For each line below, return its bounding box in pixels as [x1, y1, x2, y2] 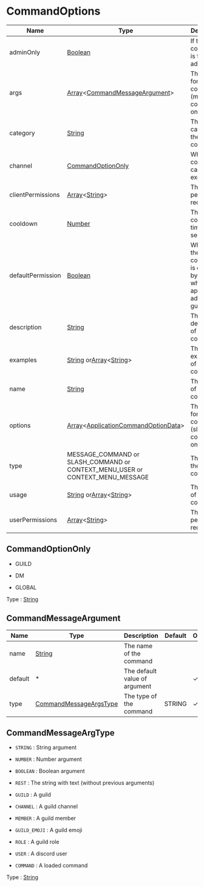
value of [123, 674, 148, 683]
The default [123, 666, 157, 675]
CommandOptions [6, 4, 101, 18]
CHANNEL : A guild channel [15, 803, 78, 810]
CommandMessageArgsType [35, 699, 118, 708]
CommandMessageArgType [6, 727, 115, 738]
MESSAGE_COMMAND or [67, 450, 140, 458]
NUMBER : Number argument [15, 755, 82, 763]
